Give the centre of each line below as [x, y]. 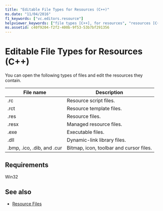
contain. [13, 81]
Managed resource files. [94, 124]
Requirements [27, 165]
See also [18, 192]
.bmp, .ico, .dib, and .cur [35, 148]
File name [35, 93]
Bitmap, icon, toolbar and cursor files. [109, 148]
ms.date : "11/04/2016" [28, 14]
